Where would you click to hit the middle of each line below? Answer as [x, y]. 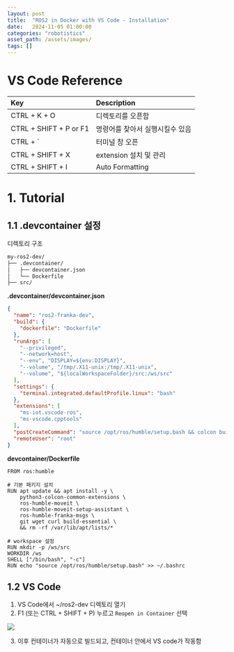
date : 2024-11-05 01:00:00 [49, 27]
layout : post [26, 14]
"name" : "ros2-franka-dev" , [54, 316]
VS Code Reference [65, 81]
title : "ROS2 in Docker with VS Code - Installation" [88, 20]
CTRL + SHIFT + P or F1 [50, 128]
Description [116, 103]
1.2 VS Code [34, 587]
